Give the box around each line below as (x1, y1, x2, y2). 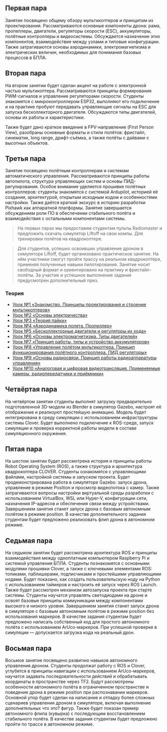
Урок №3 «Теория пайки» (12, 317, 67, 323)
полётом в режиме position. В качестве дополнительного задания (5, 511, 146, 517)
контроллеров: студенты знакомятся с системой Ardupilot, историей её (5, 189, 158, 195)
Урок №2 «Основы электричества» (12, 312, 88, 318)
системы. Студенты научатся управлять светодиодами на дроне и (5, 592, 148, 598)
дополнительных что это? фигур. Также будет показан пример (5, 705, 139, 711)
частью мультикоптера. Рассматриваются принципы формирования (5, 88, 152, 94)
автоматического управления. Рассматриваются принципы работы (5, 173, 150, 179)
